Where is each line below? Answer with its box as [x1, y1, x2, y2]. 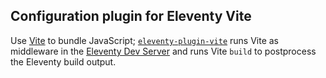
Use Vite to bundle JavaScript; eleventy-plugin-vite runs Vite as [10, 34, 280, 46]
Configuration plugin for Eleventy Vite [10, 8, 252, 25]
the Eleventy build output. [10, 55, 117, 68]
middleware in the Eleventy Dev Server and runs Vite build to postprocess [10, 45, 317, 57]
